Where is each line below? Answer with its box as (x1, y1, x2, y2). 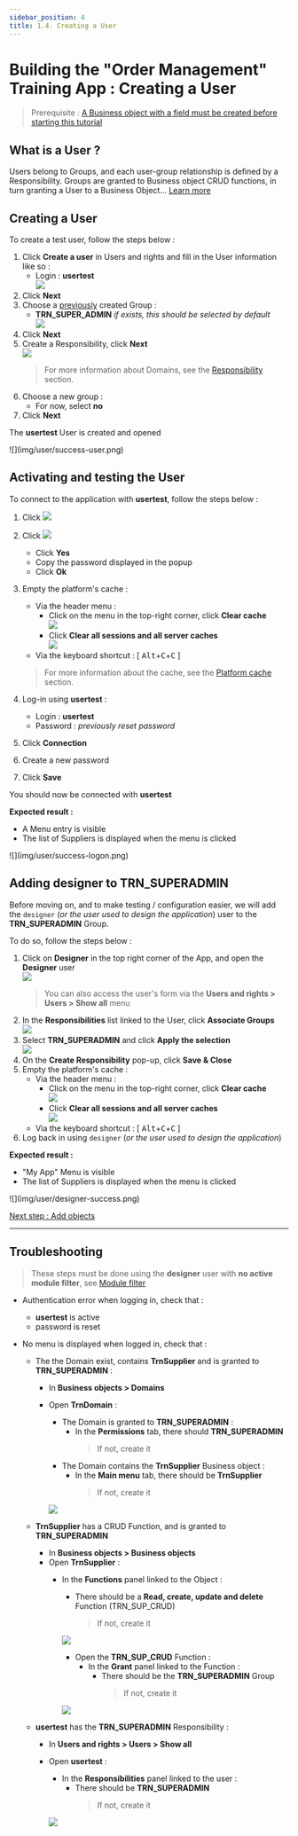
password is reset (35, 1321, 101, 1331)
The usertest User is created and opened (9, 428, 161, 438)
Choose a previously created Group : (21, 300, 157, 310)
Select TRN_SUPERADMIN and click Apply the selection (21, 1034, 231, 1045)
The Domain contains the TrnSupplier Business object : (61, 1460, 265, 1471)
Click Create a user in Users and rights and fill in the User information (21, 252, 278, 263)
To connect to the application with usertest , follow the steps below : (9, 493, 259, 504)
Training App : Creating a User (9, 78, 237, 98)
